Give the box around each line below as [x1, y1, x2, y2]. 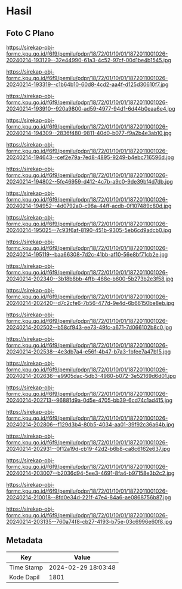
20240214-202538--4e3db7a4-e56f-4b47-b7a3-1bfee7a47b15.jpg [6, 348, 171, 355]
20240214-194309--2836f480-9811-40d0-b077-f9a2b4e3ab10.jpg [6, 130, 172, 136]
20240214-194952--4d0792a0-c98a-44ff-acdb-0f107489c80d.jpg [6, 202, 172, 209]
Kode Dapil [9, 573, 40, 581]
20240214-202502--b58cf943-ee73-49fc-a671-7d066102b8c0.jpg [6, 324, 172, 331]
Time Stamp [9, 563, 44, 572]
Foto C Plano [6, 28, 54, 38]
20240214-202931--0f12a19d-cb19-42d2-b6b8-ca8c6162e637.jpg [6, 445, 171, 452]
